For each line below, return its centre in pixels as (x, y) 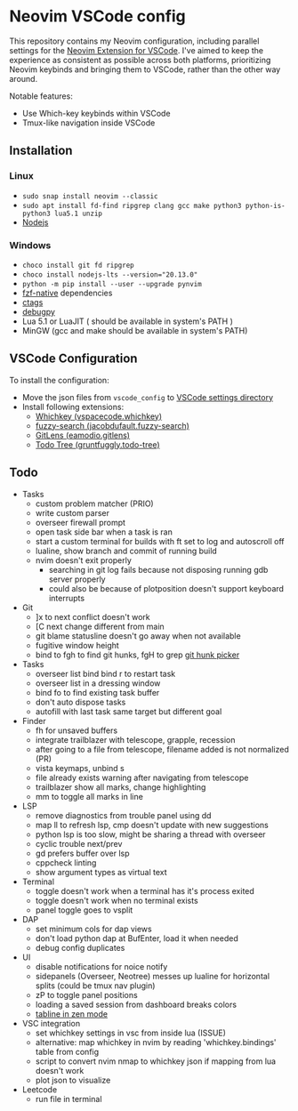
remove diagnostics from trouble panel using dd (123, 815)
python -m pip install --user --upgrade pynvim (112, 284)
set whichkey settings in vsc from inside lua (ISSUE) (131, 1033)
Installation (41, 151)
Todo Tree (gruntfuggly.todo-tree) (97, 444)
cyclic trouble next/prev (79, 843)
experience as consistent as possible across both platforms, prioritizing (140, 60)
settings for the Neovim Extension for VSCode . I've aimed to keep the (137, 50)
